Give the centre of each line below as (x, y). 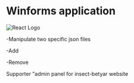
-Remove (17, 62)
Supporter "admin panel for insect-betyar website (67, 73)
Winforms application (61, 11)
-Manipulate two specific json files (49, 39)
